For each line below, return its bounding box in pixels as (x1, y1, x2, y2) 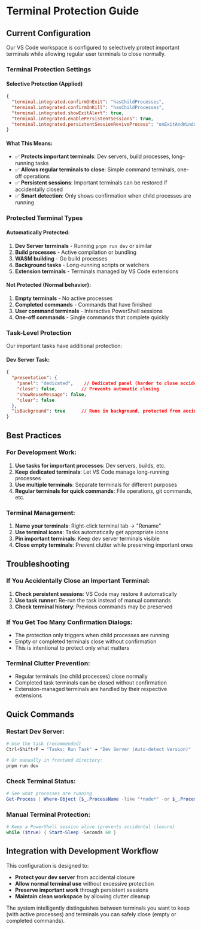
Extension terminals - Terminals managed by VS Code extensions (14, 268, 179, 275)
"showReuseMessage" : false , (17, 391, 87, 398)
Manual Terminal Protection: (6, 810, 91, 819)
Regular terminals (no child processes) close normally (14, 672, 148, 680)
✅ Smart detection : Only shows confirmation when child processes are (14, 192, 191, 199)
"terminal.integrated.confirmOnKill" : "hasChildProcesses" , (11, 104, 165, 110)
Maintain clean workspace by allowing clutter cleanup (14, 892, 151, 899)
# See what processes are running (6, 790, 93, 796)
